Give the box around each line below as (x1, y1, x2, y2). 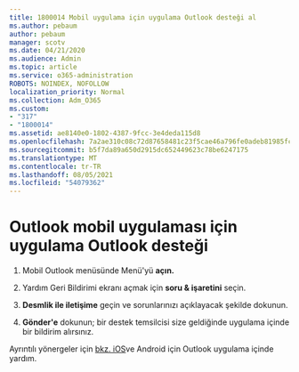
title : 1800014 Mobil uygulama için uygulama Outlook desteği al (9, 12, 256, 22)
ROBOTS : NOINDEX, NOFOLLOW (9, 79, 109, 88)
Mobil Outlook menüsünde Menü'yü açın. (21, 265, 175, 276)
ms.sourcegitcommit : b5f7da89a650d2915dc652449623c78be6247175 (9, 145, 249, 154)
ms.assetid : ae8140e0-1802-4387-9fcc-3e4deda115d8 (9, 129, 201, 138)
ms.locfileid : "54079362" (9, 179, 105, 188)
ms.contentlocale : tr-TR (9, 162, 101, 171)
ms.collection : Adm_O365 (9, 95, 101, 105)
